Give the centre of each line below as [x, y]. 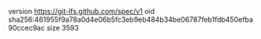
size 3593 [63, 28]
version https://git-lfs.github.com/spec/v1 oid [82, 11]
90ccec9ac [27, 28]
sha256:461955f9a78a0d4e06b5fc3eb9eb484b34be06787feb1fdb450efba [131, 19]
